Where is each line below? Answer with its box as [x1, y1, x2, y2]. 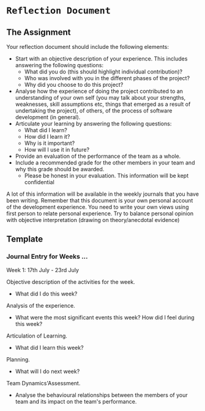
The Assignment [6, 27, 72, 37]
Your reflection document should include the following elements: [6, 43, 170, 50]
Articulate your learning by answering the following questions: [15, 120, 172, 127]
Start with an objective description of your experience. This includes [15, 55, 188, 62]
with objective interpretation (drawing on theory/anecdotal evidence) [6, 217, 180, 223]
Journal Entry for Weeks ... [6, 253, 88, 261]
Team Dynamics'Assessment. [6, 379, 81, 387]
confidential [24, 179, 55, 185]
